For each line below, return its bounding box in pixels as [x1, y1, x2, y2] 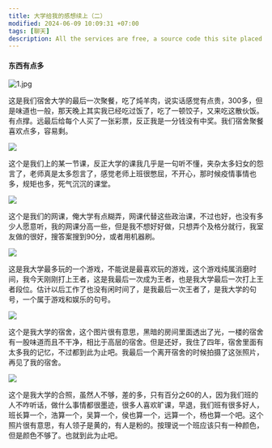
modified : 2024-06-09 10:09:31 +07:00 [8, 19, 139, 28]
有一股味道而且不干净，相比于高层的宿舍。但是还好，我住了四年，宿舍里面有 [8, 338, 264, 347]
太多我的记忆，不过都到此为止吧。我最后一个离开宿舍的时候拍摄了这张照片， [8, 347, 264, 357]
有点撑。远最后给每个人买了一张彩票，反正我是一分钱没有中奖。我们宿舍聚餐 [8, 116, 264, 126]
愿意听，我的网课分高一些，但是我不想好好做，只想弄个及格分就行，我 [22, 222, 257, 231]
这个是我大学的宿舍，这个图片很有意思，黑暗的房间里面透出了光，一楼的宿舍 [8, 327, 264, 337]
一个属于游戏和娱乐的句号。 [22, 295, 115, 304]
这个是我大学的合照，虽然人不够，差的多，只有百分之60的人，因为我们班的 [8, 390, 259, 400]
